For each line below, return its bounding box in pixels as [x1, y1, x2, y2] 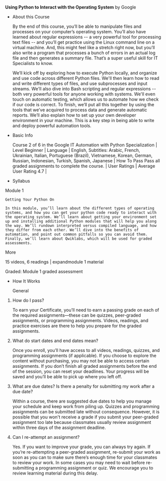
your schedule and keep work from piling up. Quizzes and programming [12, 404, 160, 409]
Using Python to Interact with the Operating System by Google [5, 4, 136, 10]
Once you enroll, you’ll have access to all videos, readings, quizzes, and [12, 347, 160, 353]
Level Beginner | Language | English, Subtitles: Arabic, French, [12, 147, 140, 153]
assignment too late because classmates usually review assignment [12, 419, 152, 425]
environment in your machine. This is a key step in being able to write [12, 118, 155, 123]
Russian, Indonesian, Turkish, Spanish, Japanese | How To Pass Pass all [12, 158, 160, 163]
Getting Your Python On [5, 197, 55, 202]
